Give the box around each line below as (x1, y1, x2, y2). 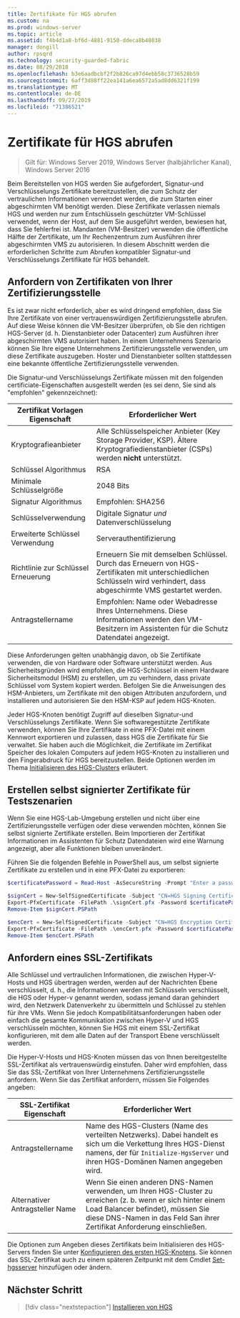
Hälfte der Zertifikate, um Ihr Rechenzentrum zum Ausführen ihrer (7, 232, 201, 241)
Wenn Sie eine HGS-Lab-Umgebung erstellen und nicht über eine (7, 814, 200, 822)
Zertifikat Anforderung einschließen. (85, 1222, 207, 1232)
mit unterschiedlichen (136, 567, 209, 577)
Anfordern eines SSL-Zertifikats (7, 952, 154, 964)
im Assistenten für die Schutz (129, 623, 229, 633)
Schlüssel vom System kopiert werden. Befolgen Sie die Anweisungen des (7, 681, 226, 689)
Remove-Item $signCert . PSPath (7, 906, 98, 913)
